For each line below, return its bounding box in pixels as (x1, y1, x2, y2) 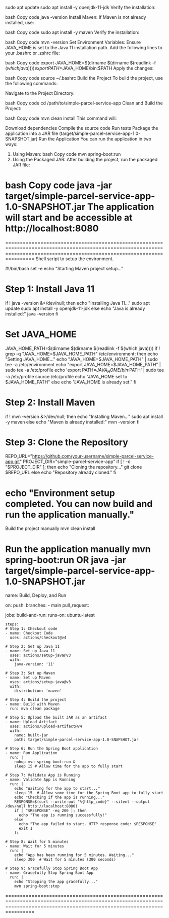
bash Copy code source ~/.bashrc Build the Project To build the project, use (5, 75, 163, 81)
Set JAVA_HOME (5, 329, 77, 340)
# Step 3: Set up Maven (5, 670, 55, 676)
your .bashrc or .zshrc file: (5, 50, 60, 56)
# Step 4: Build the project (5, 697, 67, 702)
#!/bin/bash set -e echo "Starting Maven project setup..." (5, 265, 124, 271)
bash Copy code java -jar (5, 180, 112, 191)
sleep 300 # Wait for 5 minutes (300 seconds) (14, 857, 116, 862)
